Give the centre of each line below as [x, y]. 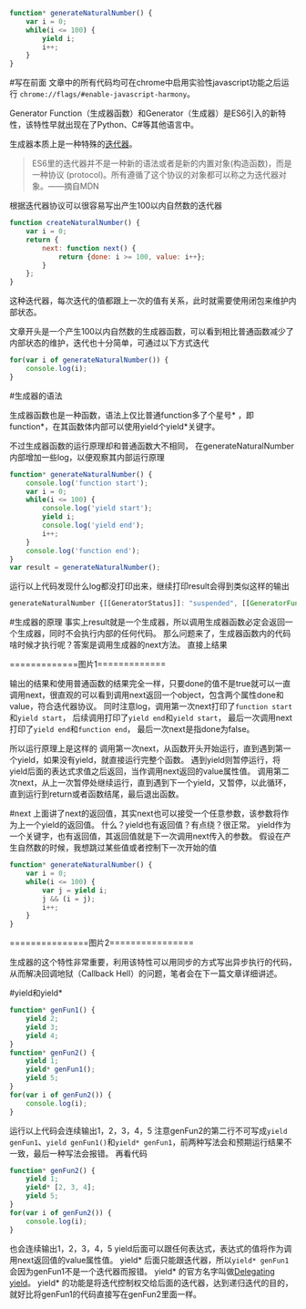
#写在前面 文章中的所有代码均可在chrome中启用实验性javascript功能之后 [145, 83]
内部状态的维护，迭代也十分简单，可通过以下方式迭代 [109, 343]
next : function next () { [89, 248]
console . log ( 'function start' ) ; [87, 483]
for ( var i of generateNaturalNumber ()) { [89, 360]
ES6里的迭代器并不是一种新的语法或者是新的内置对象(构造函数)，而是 [162, 163]
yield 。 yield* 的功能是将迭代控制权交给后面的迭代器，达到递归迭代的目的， [151, 1283]
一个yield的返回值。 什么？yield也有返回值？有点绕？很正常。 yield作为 [158, 825]
